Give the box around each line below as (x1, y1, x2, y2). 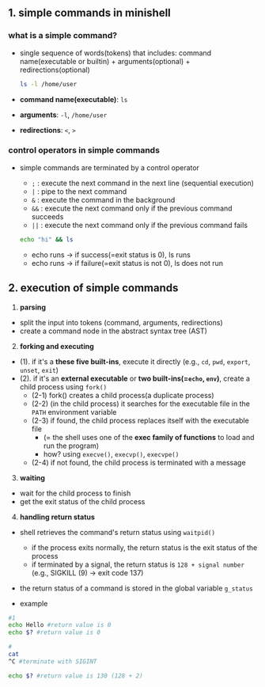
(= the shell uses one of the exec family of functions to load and (43, 432, 255, 442)
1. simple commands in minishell (8, 6, 172, 20)
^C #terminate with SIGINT (8, 657, 97, 666)
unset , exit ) (19, 365, 59, 374)
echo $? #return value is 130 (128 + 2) (8, 672, 144, 680)
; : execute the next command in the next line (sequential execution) (31, 178, 255, 188)
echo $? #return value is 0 (8, 628, 101, 636)
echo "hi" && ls (19, 235, 74, 244)
